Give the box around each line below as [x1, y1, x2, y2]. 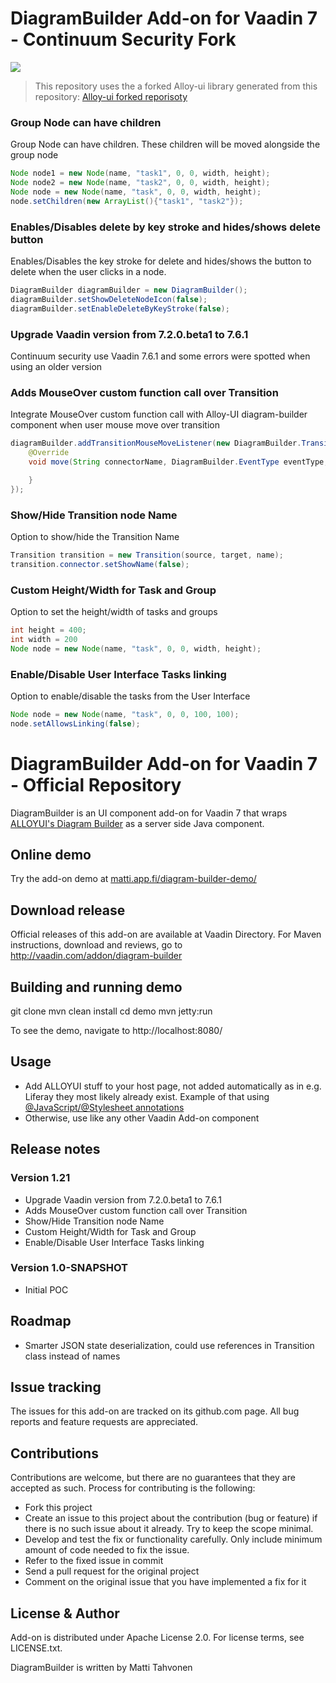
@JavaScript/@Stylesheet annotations [24, 1101, 185, 1113]
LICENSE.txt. [10, 1642, 63, 1654]
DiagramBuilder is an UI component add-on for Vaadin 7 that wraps [10, 807, 288, 819]
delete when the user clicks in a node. [10, 266, 167, 278]
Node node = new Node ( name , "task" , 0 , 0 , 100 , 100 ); [10, 709, 240, 719]
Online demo [10, 846, 92, 863]
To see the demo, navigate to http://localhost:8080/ [10, 1025, 223, 1037]
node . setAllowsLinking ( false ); [10, 718, 141, 729]
